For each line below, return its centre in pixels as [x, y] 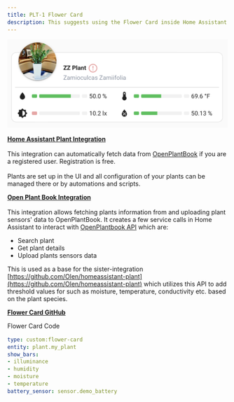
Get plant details [41, 248]
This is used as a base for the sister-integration [75, 269]
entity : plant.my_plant [42, 347]
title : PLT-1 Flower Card [45, 15]
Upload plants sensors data [57, 255]
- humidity [23, 369]
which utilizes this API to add [185, 284]
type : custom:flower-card [45, 340]
